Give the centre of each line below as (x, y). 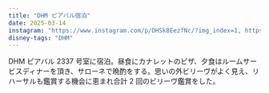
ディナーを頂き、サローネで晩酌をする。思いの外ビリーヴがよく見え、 (137, 72)
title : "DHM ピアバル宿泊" (49, 15)
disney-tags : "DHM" (41, 38)
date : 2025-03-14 (37, 23)
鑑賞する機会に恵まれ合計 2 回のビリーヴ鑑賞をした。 (131, 81)
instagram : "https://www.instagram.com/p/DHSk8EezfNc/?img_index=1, (125, 30)
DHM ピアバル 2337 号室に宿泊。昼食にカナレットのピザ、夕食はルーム (126, 61)
